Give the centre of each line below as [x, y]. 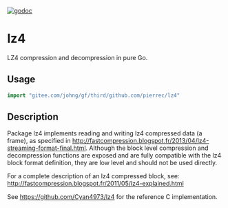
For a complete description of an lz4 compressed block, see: [93, 176]
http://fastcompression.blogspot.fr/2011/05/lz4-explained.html [95, 184]
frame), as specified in [39, 141]
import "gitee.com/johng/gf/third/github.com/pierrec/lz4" [94, 95]
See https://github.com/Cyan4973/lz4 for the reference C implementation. [113, 197]
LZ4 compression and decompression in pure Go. [77, 57]
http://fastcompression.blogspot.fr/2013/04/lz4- [141, 141]
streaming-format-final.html [46, 148]
